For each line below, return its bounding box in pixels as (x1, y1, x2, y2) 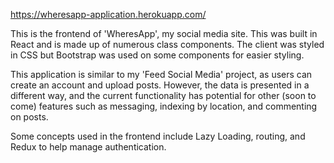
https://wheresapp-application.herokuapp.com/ (10, 9, 207, 20)
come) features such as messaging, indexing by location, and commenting (10, 100, 318, 112)
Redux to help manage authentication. (10, 141, 167, 153)
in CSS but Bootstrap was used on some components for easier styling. (10, 49, 305, 61)
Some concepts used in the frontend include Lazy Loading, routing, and (10, 130, 306, 142)
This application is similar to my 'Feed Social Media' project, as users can (10, 69, 313, 80)
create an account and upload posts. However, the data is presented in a (10, 79, 310, 91)
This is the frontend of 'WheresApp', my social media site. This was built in (10, 28, 318, 39)
